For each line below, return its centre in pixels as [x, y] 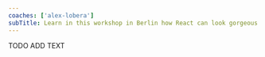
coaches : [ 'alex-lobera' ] [51, 15]
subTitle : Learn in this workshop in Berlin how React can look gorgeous [133, 23]
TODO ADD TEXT [37, 45]
